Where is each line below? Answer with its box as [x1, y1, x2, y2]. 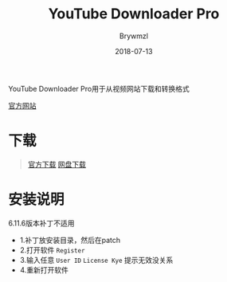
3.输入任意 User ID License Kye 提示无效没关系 [19, 255, 174, 264]
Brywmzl [119, 31, 149, 41]
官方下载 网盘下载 [27, 159, 86, 169]
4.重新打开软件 [19, 264, 69, 275]
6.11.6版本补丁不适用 [8, 218, 75, 228]
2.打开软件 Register [19, 245, 85, 255]
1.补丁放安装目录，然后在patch [19, 235, 121, 245]
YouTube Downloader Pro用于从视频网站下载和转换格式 [8, 84, 190, 93]
